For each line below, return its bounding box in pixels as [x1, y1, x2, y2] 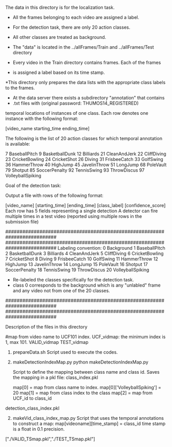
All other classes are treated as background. [12, 34, 106, 40]
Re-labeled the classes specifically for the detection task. [12, 277, 134, 282]
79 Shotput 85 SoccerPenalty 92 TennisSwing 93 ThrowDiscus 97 [5, 167, 145, 173]
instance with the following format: [5, 115, 78, 121]
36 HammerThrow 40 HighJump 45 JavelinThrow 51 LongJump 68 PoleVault [5, 161, 167, 168]
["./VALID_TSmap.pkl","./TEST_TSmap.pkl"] [5, 436, 96, 442]
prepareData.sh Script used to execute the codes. [12, 349, 118, 355]
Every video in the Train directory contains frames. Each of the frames [12, 59, 161, 66]
